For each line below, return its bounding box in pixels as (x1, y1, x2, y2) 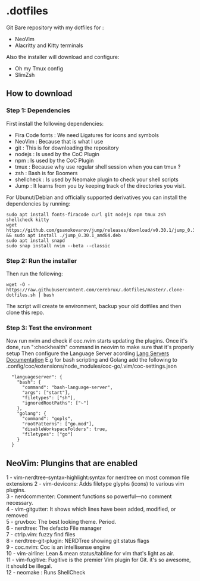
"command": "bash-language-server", (21, 384, 113, 391)
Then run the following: (6, 270, 64, 277)
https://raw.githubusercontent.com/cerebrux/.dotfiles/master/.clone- (6, 287, 185, 293)
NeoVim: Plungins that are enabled (6, 458, 138, 468)
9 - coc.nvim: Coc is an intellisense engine (6, 543, 110, 551)
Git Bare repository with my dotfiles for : (6, 24, 104, 31)
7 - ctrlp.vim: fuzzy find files (6, 531, 76, 538)
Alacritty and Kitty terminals (14, 42, 83, 49)
